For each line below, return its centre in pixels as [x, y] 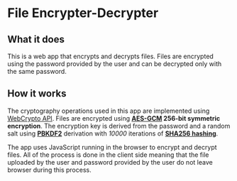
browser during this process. [49, 170]
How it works [37, 94]
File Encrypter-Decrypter [83, 13]
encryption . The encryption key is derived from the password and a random [119, 126]
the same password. [37, 71]
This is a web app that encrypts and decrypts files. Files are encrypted [111, 56]
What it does [36, 39]
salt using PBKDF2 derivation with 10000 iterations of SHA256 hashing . [113, 133]
